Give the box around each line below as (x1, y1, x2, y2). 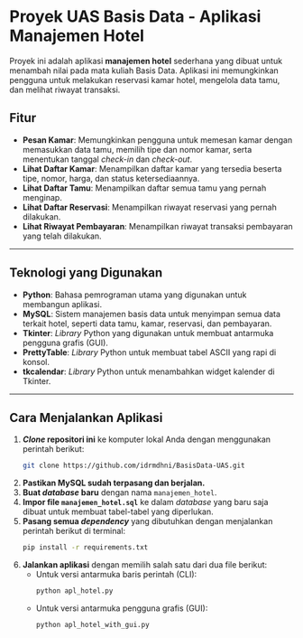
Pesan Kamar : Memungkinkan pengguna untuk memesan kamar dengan (22, 134, 293, 145)
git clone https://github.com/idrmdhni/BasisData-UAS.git (22, 461, 245, 471)
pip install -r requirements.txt (22, 543, 149, 552)
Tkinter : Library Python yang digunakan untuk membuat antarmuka (22, 327, 274, 338)
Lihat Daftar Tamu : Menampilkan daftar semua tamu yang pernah (22, 183, 267, 193)
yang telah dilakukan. (22, 230, 102, 241)
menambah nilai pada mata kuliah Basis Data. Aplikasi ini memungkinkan (9, 65, 280, 76)
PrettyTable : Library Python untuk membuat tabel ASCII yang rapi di (22, 346, 277, 358)
